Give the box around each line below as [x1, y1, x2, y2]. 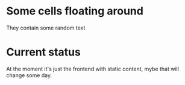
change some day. [6, 71, 52, 79]
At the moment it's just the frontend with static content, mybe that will [6, 65, 180, 72]
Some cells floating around [6, 4, 143, 18]
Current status [6, 45, 81, 59]
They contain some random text [6, 24, 86, 31]
